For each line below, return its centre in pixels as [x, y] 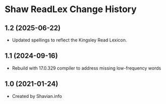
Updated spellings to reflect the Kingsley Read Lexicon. [69, 40]
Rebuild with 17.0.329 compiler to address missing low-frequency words [87, 68]
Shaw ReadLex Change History [71, 9]
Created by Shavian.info [37, 96]
